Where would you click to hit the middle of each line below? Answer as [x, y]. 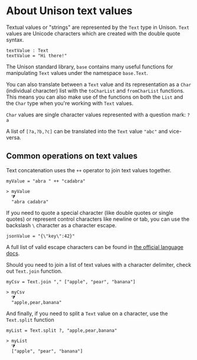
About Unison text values [69, 11]
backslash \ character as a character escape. [61, 225]
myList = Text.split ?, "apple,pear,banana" [62, 330]
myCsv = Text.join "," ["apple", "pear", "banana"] [71, 282]
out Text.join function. [34, 271]
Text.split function [30, 319]
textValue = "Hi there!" [37, 55]
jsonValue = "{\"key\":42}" [41, 236]
